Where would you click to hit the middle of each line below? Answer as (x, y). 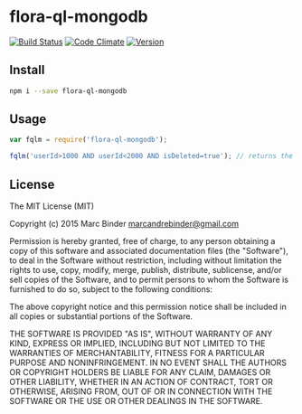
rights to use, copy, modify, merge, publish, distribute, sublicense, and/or (146, 270)
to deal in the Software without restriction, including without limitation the (146, 260)
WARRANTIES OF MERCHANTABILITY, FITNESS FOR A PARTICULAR (137, 353)
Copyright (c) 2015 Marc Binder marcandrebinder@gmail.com (124, 224)
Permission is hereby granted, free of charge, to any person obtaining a (142, 241)
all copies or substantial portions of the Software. (101, 316)
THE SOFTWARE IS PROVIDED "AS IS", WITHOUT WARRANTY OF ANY (141, 334)
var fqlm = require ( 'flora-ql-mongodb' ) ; (89, 140)
